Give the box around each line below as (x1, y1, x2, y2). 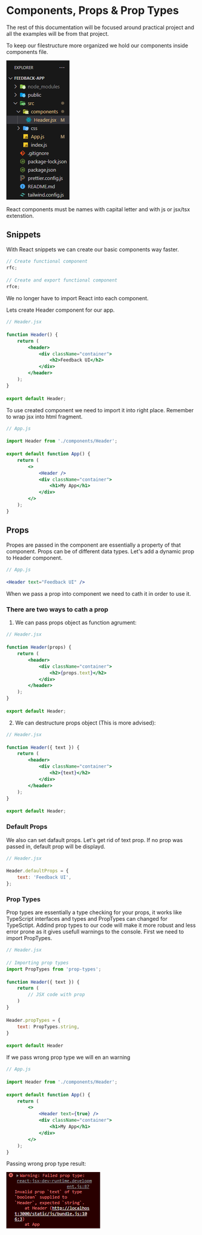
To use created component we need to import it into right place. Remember (6, 406, 194, 413)
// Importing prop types (6, 960, 69, 966)
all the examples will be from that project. (6, 30, 109, 37)
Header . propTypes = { (6, 1017, 61, 1023)
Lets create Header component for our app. (6, 306, 115, 314)
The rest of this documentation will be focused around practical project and (6, 24, 195, 31)
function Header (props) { (6, 644, 71, 651)
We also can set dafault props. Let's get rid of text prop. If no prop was (6, 836, 183, 843)
